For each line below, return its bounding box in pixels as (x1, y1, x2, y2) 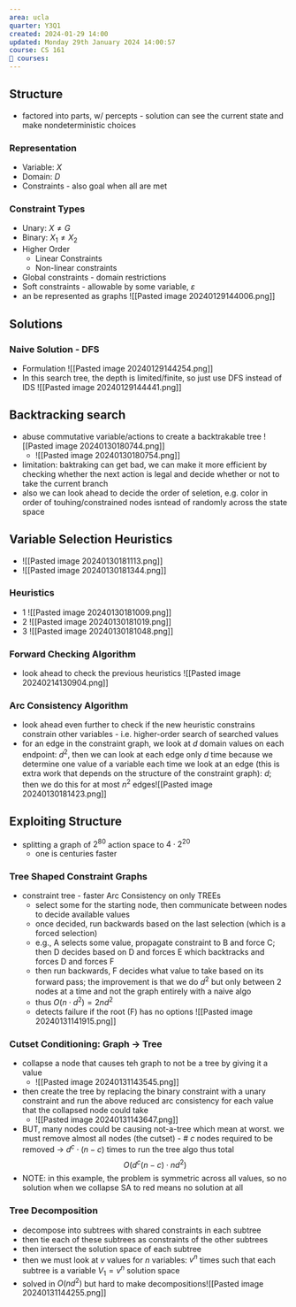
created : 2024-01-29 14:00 (9, 29, 109, 38)
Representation (9, 142, 77, 154)
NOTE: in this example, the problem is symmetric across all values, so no (21, 1173, 287, 1184)
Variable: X (21, 162, 62, 173)
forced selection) (34, 928, 98, 939)
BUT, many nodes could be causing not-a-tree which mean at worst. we (21, 1124, 285, 1134)
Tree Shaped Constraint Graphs (9, 871, 148, 883)
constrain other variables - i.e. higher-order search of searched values (21, 729, 279, 740)
